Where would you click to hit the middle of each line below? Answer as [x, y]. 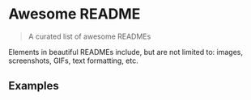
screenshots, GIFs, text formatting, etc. [74, 60]
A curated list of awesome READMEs [89, 36]
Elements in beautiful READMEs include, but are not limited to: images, [126, 52]
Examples [34, 86]
